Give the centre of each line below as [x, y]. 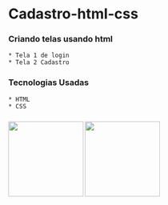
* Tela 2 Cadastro [39, 62]
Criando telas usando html [61, 39]
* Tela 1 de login [39, 56]
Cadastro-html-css [73, 14]
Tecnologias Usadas [49, 82]
